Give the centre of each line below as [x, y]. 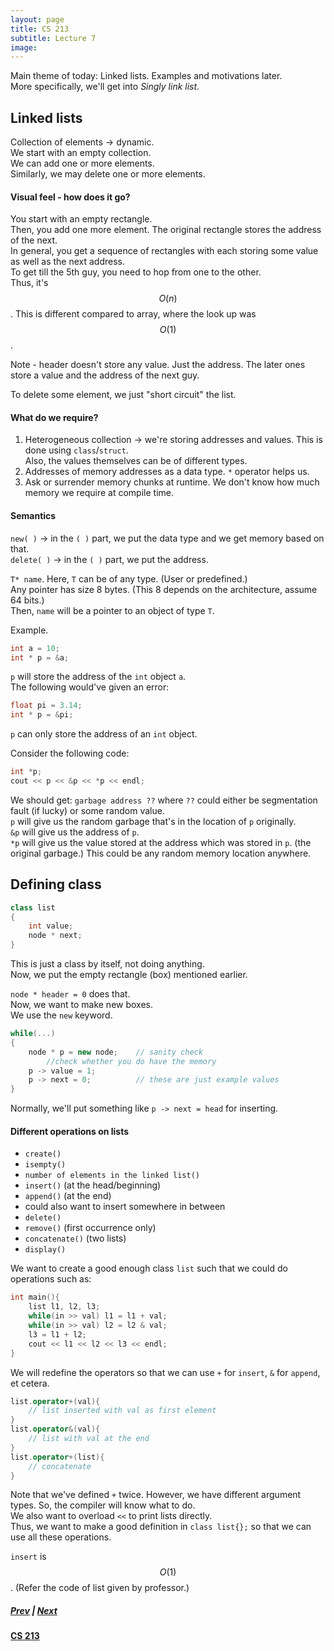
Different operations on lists [70, 1131]
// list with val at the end [89, 1439]
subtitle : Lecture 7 [53, 38]
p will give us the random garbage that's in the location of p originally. [153, 821]
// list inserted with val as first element [122, 1411]
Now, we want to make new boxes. [82, 1005]
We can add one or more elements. [82, 163]
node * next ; [55, 936]
